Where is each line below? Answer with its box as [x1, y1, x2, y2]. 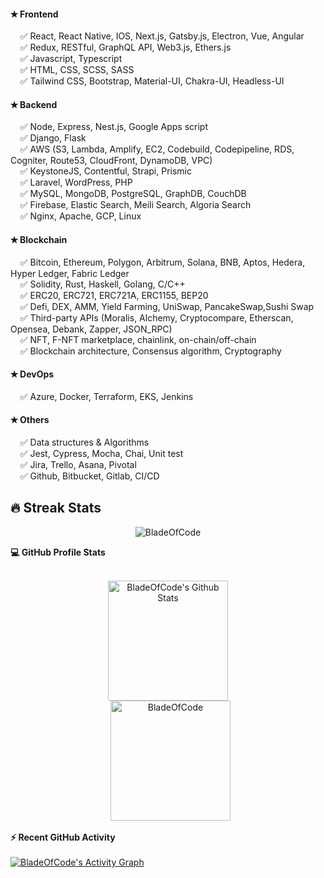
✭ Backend [10, 98, 58, 110]
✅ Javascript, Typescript [19, 53, 123, 65]
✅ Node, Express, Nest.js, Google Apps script [19, 121, 209, 133]
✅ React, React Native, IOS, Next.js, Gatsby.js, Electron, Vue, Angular [19, 30, 305, 42]
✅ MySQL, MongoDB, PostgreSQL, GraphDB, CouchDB [19, 188, 247, 200]
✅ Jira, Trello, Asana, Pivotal [19, 459, 137, 471]
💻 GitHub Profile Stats [10, 546, 106, 558]
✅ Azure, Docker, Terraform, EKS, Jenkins [19, 390, 194, 402]
